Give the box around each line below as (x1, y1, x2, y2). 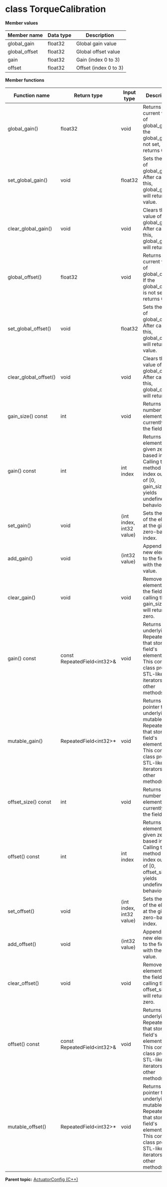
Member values (5, 20, 38, 26)
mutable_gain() (7, 737, 43, 744)
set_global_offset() (7, 325, 51, 332)
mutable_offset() (7, 1123, 47, 1130)
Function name (13, 92, 50, 99)
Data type (47, 31, 72, 38)
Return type (74, 92, 103, 99)
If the (143, 277, 155, 284)
